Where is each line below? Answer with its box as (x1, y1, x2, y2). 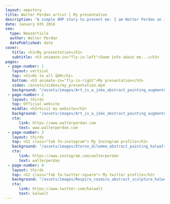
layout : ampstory (5, 7, 42, 13)
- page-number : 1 (7, 64, 44, 69)
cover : (5, 45, 19, 50)
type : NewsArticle (10, 31, 49, 36)
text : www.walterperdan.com (18, 125, 78, 130)
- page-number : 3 (7, 130, 44, 135)
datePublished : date (10, 40, 53, 46)
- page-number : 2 (7, 92, 44, 97)
